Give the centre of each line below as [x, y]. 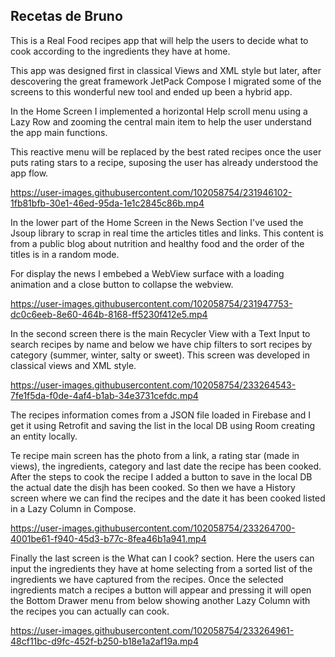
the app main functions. [59, 132]
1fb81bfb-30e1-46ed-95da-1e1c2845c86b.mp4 [107, 203]
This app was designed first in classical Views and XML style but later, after [166, 70]
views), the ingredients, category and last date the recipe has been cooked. [166, 466]
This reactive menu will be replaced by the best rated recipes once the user [166, 151]
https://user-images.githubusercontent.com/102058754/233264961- [152, 630]
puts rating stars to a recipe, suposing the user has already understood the [164, 162]
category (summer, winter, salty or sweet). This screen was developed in [160, 355]
